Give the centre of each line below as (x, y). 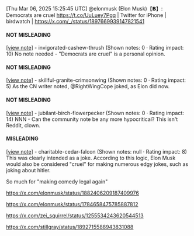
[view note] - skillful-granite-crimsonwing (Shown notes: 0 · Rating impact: (96, 80)
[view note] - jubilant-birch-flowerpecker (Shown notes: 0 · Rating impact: (95, 113)
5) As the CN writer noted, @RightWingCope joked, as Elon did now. (88, 86)
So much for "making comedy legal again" (57, 181)
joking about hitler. (28, 170)
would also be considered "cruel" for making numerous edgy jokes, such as (97, 164)
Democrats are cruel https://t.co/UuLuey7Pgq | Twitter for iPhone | (86, 15)
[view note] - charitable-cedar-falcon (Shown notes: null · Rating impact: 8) (96, 151)
